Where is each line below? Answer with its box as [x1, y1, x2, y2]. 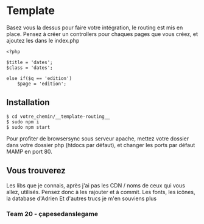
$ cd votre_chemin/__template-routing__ [6, 114, 111, 120]
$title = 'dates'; [6, 59, 53, 65]
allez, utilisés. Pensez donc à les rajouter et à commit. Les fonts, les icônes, [6, 188, 195, 195]
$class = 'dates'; [6, 65, 53, 71]
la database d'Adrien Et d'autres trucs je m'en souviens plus [6, 195, 157, 202]
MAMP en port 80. [6, 148, 53, 155]
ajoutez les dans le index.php [6, 37, 80, 44]
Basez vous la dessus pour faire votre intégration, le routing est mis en [6, 24, 183, 31]
